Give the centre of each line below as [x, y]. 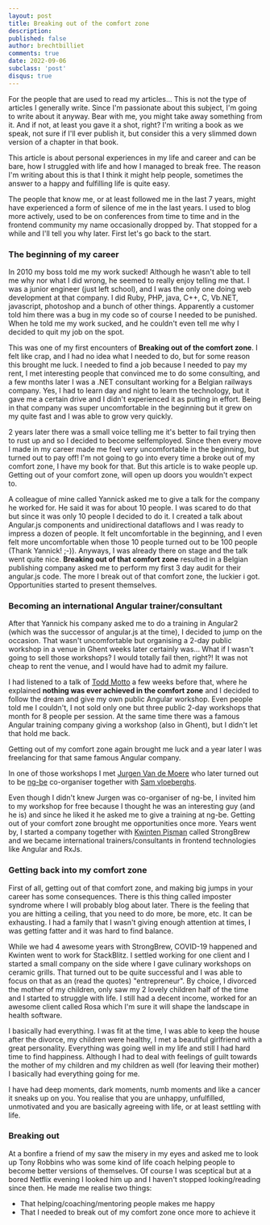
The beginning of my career [64, 254]
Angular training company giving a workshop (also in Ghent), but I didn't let [133, 725]
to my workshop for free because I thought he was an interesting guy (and [132, 806]
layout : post [30, 16]
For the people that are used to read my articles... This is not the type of [128, 99]
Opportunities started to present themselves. [83, 585]
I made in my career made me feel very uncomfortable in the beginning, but [134, 448]
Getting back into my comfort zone [78, 870]
